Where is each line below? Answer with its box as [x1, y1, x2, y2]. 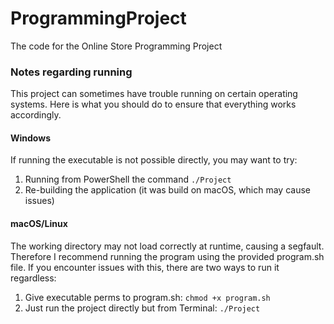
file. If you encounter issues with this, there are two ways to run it [10, 261, 280, 273]
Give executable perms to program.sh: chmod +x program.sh [24, 291, 271, 303]
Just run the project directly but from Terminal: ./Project [24, 302, 261, 314]
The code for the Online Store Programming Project [10, 40, 223, 52]
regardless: [10, 272, 57, 284]
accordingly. [10, 109, 62, 121]
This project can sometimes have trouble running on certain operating [10, 88, 298, 100]
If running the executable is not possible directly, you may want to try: [10, 154, 298, 166]
